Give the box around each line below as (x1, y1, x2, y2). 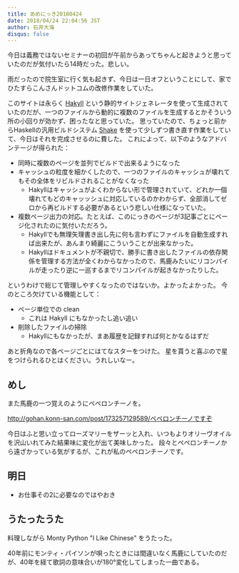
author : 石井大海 (7, 24, 55, 31)
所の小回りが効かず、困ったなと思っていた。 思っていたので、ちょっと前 (7, 117, 220, 126)
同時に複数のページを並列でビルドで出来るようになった (17, 158, 180, 168)
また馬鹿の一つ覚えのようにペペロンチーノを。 (7, 399, 145, 407)
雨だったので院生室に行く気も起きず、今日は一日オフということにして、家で (7, 75, 232, 83)
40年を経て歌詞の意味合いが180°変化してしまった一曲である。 (19, 557, 203, 566)
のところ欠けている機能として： (7, 290, 101, 298)
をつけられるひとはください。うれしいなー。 (7, 356, 139, 365)
